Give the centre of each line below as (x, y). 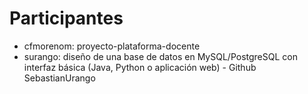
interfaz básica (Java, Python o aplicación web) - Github (140, 67)
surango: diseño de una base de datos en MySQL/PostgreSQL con (160, 56)
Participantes (66, 18)
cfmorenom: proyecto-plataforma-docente (112, 46)
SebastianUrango (59, 78)
